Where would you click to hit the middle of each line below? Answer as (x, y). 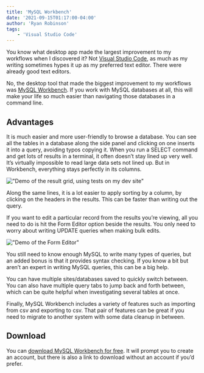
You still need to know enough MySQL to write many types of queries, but (99, 254)
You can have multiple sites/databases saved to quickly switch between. (97, 279)
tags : (13, 29)
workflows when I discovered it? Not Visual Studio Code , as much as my (97, 59)
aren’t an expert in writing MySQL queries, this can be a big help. (88, 267)
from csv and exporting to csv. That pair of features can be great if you (95, 310)
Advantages (30, 122)
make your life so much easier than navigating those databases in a (91, 96)
